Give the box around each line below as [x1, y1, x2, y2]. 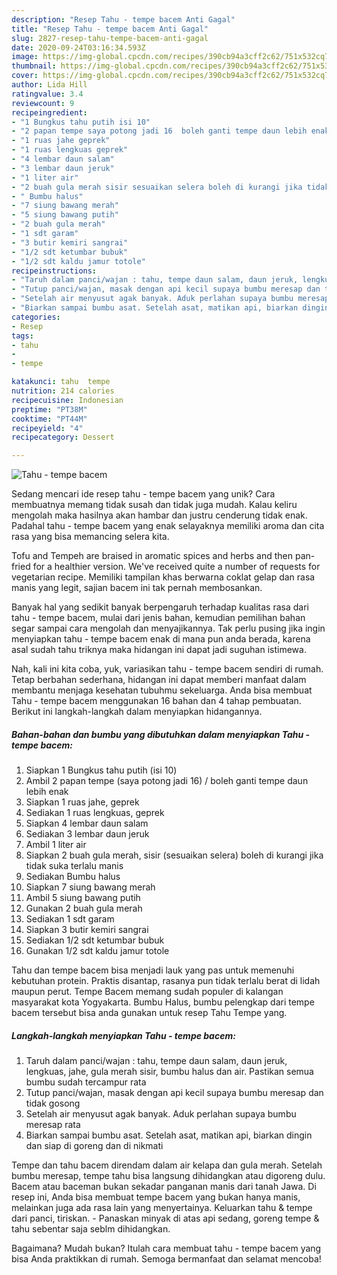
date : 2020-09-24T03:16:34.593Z [11, 42, 146, 53]
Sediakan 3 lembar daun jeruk [25, 828, 150, 840]
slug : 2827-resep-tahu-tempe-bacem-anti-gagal [11, 33, 209, 43]
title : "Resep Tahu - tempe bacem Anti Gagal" [11, 24, 209, 34]
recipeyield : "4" [11, 423, 84, 433]
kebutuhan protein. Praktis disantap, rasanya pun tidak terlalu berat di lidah [11, 975, 321, 987]
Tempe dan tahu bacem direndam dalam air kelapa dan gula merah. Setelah [11, 1159, 323, 1171]
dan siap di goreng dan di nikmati [25, 1140, 164, 1152]
